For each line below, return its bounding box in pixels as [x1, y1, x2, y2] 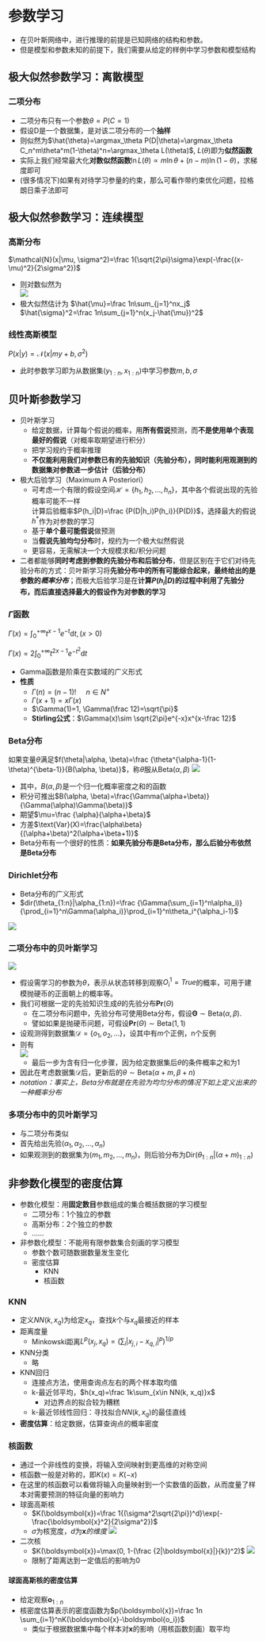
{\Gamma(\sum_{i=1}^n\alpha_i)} [137, 898, 243, 908]
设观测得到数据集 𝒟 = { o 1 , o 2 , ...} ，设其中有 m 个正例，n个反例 [19, 1028, 216, 1040]
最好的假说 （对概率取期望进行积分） [31, 435, 150, 444]
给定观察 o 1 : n [19, 1594, 64, 1606]
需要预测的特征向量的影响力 [33, 1489, 124, 1500]
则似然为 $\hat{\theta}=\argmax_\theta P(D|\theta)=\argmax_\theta [19, 136, 234, 145]
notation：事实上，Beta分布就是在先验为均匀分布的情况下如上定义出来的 [19, 1078, 256, 1087]
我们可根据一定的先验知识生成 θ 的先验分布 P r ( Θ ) [19, 999, 174, 1009]
